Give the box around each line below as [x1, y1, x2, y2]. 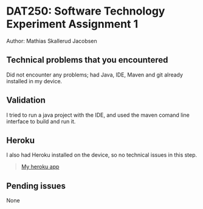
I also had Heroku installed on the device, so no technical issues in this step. [6, 151, 198, 159]
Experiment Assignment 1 [6, 17, 139, 31]
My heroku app [21, 163, 60, 171]
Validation [6, 95, 46, 106]
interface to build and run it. [6, 117, 76, 125]
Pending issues [6, 180, 66, 191]
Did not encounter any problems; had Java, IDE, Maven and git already [6, 71, 184, 78]
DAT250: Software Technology [6, 4, 165, 18]
